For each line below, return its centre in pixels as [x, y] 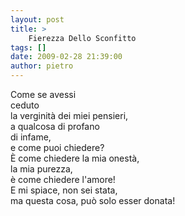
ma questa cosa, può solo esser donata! [93, 200]
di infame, [31, 137]
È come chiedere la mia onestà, [75, 158]
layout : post [37, 19]
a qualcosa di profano [55, 126]
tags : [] [28, 47]
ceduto [25, 105]
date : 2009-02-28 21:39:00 [66, 57]
